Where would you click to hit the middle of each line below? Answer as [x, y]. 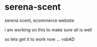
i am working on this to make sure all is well [48, 30]
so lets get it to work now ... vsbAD [40, 39]
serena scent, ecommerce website [39, 20]
